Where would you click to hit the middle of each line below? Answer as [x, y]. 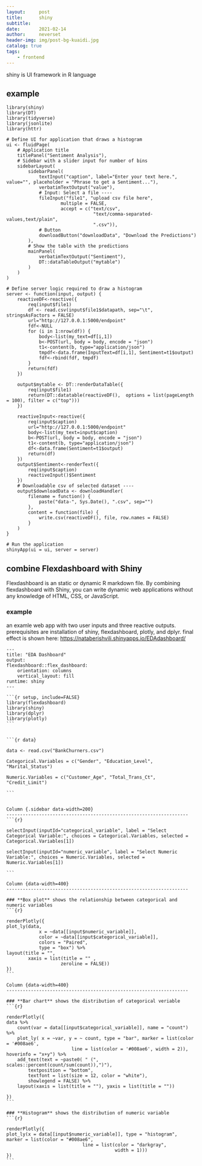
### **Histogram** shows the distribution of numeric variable [88, 1113]
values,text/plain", [32, 220]
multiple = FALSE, [84, 204]
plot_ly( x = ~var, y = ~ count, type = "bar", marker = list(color [106, 1038]
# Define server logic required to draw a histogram [74, 289]
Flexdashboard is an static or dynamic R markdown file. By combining [93, 583]
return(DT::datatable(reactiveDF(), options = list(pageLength [111, 395]
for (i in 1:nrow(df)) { [59, 332]
